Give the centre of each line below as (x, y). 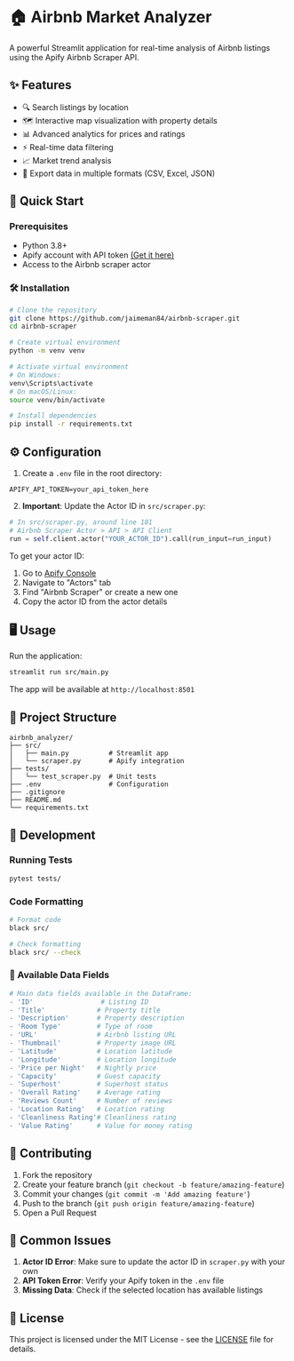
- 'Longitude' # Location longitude (93, 1059)
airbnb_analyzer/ (41, 738)
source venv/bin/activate (57, 400)
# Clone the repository (53, 310)
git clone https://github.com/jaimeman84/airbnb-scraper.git (125, 318)
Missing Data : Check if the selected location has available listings (143, 1290)
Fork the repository (57, 1174)
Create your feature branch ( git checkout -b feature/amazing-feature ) (153, 1184)
